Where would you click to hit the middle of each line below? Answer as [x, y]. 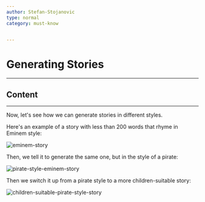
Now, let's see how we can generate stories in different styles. [85, 115]
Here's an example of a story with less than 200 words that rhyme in [92, 127]
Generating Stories [55, 64]
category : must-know [33, 23]
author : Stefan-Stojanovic [41, 12]
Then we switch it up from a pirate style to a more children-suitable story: [99, 180]
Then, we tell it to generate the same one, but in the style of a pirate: [92, 157]
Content [22, 94]
